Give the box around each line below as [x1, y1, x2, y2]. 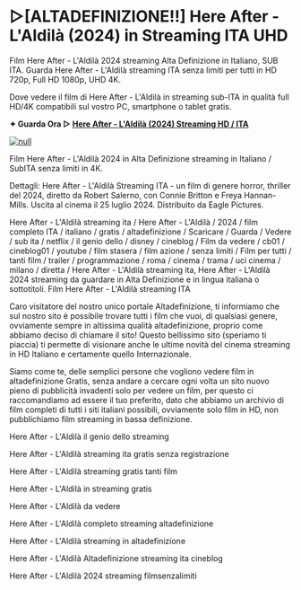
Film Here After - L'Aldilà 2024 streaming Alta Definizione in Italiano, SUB [9, 55, 279, 66]
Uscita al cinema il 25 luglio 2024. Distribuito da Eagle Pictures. [30, 199, 264, 210]
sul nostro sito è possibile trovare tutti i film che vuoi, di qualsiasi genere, [9, 310, 278, 321]
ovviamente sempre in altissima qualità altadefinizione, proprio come [9, 320, 263, 330]
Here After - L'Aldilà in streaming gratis [9, 483, 152, 494]
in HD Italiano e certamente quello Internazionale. [9, 348, 192, 359]
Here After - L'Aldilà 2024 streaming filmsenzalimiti [9, 570, 197, 581]
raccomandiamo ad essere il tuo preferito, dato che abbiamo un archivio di [9, 394, 285, 405]
